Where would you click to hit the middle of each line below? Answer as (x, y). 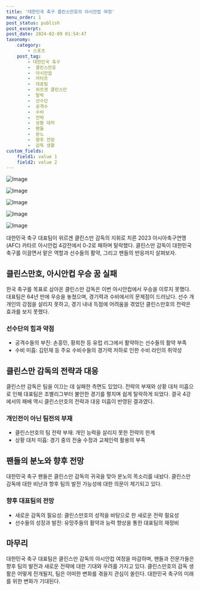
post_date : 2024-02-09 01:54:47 (46, 34)
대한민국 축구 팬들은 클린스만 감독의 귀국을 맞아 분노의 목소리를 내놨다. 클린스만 (99, 476)
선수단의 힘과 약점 (30, 328)
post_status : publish (33, 23)
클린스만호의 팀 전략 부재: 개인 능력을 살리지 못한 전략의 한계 (85, 432)
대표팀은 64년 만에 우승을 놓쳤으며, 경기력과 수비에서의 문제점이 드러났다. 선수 (97, 296)
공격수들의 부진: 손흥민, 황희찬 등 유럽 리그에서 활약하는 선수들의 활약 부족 (101, 343)
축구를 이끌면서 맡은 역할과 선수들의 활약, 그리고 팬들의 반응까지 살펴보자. (91, 253)
